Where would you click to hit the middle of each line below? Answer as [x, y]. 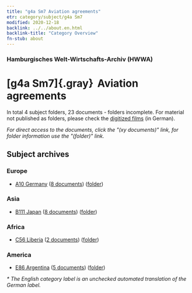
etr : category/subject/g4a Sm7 [45, 17]
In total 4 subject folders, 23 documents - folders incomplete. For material [95, 112]
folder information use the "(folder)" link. [55, 136]
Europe [17, 171]
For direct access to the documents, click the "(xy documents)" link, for [92, 130]
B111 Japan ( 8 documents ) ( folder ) [56, 212]
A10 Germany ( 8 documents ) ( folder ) [59, 184]
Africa [16, 227]
